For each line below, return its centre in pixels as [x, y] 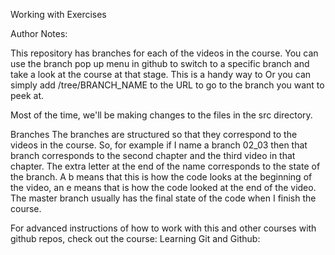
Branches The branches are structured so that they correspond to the [154, 134]
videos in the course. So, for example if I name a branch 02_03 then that [159, 145]
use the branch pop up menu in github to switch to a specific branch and [160, 63]
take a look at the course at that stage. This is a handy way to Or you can [161, 74]
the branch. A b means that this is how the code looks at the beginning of [161, 177]
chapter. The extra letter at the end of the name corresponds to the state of [165, 166]
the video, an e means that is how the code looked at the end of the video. [163, 187]
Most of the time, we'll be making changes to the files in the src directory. [161, 115]
